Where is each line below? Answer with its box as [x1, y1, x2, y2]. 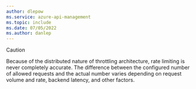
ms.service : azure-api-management [6, 14, 92, 20]
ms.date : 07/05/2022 [6, 25, 57, 31]
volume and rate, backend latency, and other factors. [6, 77, 135, 84]
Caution [6, 46, 25, 53]
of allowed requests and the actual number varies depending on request [6, 70, 182, 77]
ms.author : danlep [6, 30, 51, 36]
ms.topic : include [6, 19, 51, 25]
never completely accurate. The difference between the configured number [6, 64, 190, 71]
